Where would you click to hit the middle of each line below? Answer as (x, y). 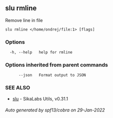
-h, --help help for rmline (41, 52)
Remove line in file (24, 20)
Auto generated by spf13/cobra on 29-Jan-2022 (55, 110)
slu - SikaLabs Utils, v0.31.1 (40, 98)
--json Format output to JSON (52, 75)
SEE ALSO (18, 88)
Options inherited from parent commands (57, 65)
